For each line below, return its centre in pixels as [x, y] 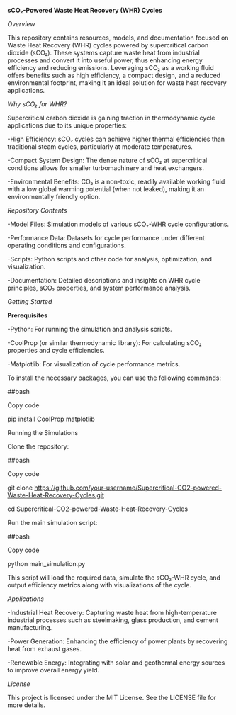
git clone [20, 488]
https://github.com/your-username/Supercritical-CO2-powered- [128, 488]
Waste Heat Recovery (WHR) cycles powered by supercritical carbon [108, 45]
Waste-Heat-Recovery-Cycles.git [56, 495]
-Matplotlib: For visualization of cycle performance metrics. [94, 364]
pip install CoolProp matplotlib [51, 419]
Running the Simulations [43, 433]
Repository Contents [37, 210]
